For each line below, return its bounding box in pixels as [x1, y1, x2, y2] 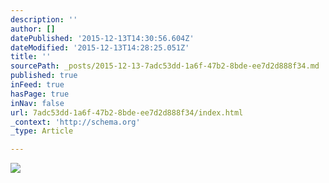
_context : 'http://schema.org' [10, 117, 141, 127]
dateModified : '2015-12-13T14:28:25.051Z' [10, 42, 190, 53]
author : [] [10, 24, 56, 34]
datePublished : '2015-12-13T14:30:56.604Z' [10, 33, 195, 43]
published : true [10, 71, 78, 81]
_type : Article [10, 126, 74, 136]
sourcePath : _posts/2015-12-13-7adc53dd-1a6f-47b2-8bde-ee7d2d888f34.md [10, 61, 320, 71]
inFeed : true [10, 80, 65, 90]
